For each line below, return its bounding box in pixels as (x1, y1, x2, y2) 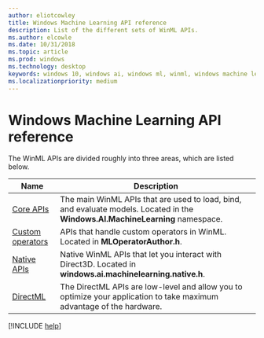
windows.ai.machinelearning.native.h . (60, 269, 206, 280)
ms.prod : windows (8, 56, 65, 64)
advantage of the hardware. (60, 301, 163, 312)
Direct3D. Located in (60, 259, 136, 270)
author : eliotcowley (8, 11, 76, 20)
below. (8, 162, 30, 171)
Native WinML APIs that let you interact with (60, 249, 222, 260)
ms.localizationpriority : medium (8, 77, 118, 85)
